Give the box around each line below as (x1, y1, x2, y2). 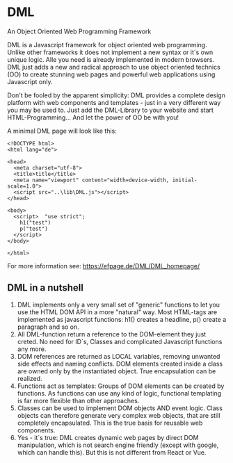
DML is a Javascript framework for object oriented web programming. (7, 40, 207, 49)
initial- (172, 177, 198, 184)
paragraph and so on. (17, 323, 80, 331)
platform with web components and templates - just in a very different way (7, 98, 221, 106)
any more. (17, 345, 47, 353)
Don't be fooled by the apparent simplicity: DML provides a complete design (7, 91, 226, 99)
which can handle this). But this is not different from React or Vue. (17, 448, 207, 456)
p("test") (19, 225, 49, 232)
